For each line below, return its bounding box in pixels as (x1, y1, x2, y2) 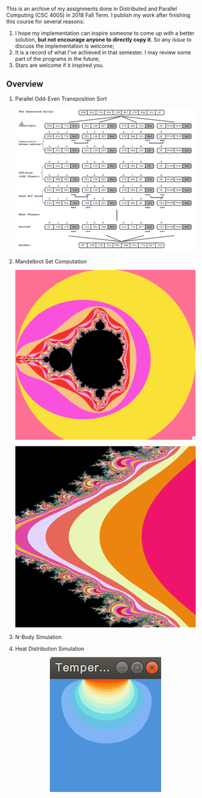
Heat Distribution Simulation (14, 645, 85, 652)
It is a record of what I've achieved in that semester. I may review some (14, 49, 191, 56)
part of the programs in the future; (14, 55, 100, 62)
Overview (6, 79, 44, 89)
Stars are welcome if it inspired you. (14, 61, 104, 69)
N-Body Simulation (14, 633, 62, 641)
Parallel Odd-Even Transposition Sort (14, 95, 107, 102)
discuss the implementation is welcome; (14, 42, 115, 49)
